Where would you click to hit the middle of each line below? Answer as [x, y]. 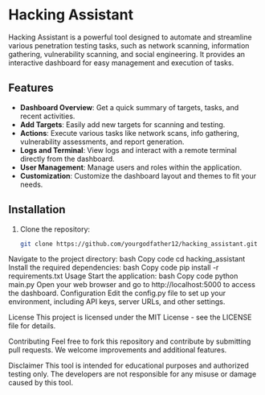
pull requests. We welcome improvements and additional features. [118, 350]
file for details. [32, 326]
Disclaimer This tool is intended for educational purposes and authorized [128, 366]
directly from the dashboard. [67, 158]
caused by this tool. [41, 383]
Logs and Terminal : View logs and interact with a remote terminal [128, 150]
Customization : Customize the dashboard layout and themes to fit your [138, 175]
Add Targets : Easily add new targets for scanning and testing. [122, 124]
